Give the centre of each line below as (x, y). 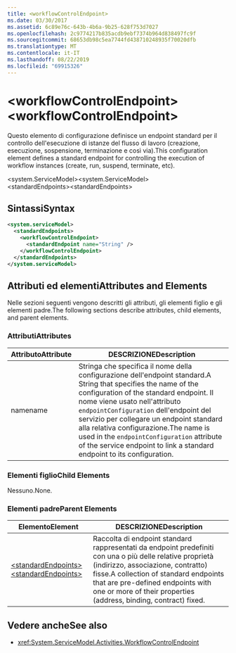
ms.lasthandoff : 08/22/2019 (48, 60)
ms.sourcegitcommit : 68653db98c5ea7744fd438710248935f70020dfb (102, 40)
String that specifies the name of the (138, 383)
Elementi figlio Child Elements (59, 475)
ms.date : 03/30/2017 (38, 20)
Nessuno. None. (30, 490)
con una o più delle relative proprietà (153, 557)
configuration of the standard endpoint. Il (146, 393)
